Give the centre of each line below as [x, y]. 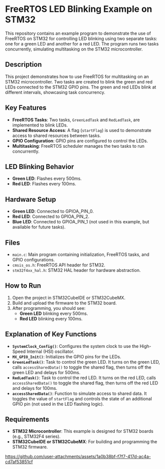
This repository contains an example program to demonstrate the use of [78, 33]
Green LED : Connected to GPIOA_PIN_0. [53, 212]
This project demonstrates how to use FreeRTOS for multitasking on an [77, 76]
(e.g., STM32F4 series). [36, 436]
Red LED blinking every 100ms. [51, 319]
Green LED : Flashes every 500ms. [47, 178]
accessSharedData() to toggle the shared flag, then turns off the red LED [85, 383]
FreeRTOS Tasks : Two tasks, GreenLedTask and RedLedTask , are [76, 120]
